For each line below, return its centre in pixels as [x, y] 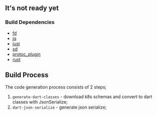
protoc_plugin [26, 54]
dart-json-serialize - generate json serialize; [59, 107]
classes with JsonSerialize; [40, 102]
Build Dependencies [30, 22]
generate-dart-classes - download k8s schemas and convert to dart [82, 97]
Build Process [27, 75]
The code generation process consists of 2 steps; [56, 87]
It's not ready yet [32, 8]
